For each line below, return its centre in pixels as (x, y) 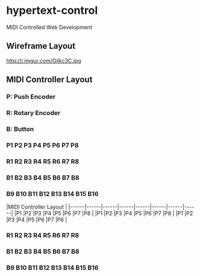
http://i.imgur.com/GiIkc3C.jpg (44, 60)
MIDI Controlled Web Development (49, 27)
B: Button (20, 129)
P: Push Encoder (31, 97)
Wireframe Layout (41, 46)
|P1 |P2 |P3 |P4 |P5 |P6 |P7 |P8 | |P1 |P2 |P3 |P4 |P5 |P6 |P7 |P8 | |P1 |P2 (104, 213)
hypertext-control (52, 11)
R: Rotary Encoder (33, 113)
